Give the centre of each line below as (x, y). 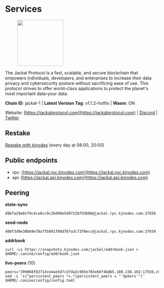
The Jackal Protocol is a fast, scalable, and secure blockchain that (72, 72)
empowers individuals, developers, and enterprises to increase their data (78, 78)
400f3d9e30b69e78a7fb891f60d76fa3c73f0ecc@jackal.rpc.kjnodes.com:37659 (81, 232)
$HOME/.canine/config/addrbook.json (42, 254)
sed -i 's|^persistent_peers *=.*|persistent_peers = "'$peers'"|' (75, 276)
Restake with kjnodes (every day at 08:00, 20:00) (55, 145)
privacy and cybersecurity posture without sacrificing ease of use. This (77, 83)
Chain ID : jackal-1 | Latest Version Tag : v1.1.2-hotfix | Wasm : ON (70, 103)
